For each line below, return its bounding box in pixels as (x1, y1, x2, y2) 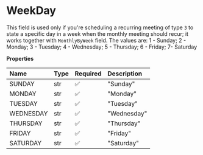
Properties (6, 55, 34, 62)
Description (107, 69, 142, 78)
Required (74, 69, 102, 78)
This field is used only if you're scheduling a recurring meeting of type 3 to (6, 24, 194, 31)
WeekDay (6, 4, 57, 18)
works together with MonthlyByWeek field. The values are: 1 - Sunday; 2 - (6, 36, 187, 44)
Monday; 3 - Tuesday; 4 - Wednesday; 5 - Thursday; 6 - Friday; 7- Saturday (6, 43, 198, 50)
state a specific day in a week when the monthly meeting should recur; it (6, 30, 189, 37)
